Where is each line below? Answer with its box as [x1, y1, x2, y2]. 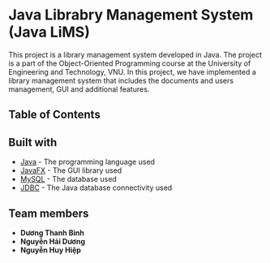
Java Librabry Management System [8, 6, 254, 24]
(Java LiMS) [8, 23, 91, 41]
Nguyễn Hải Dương [19, 236, 85, 246]
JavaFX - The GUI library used [19, 166, 122, 175]
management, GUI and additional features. [8, 84, 150, 94]
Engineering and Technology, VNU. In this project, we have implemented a [8, 67, 257, 76]
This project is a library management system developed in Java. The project [8, 50, 262, 59]
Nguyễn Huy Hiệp [19, 245, 81, 255]
